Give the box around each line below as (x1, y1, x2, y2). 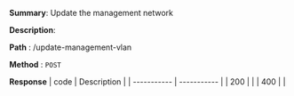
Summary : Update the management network (9, 8, 174, 18)
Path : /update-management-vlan (9, 42, 132, 52)
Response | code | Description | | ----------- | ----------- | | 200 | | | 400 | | (9, 76, 286, 87)
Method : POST (9, 60, 62, 69)
